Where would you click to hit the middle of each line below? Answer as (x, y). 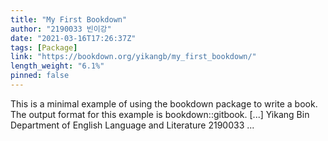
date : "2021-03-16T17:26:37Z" (73, 38)
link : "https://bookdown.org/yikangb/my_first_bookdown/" (133, 57)
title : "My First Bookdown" (69, 19)
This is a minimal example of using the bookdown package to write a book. (164, 103)
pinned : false (40, 76)
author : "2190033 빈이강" (61, 29)
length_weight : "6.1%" (57, 66)
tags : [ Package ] (44, 47)
